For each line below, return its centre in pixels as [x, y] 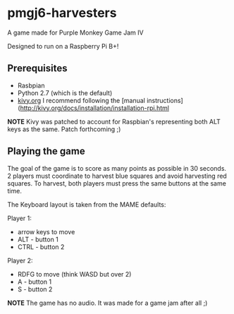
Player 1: [19, 218]
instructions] [165, 100]
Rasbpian [31, 85]
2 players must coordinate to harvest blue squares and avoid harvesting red [117, 176]
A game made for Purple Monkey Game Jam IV [75, 32]
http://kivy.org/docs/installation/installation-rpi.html [94, 108]
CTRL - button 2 [41, 247]
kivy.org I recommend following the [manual [81, 100]
